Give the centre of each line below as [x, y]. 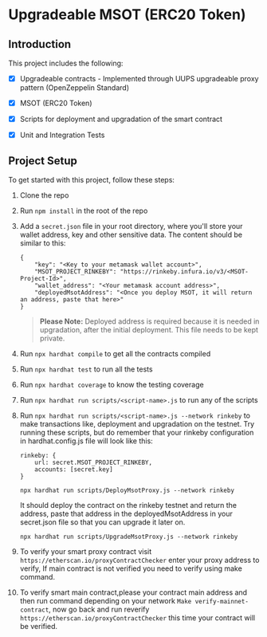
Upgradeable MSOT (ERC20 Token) [127, 15]
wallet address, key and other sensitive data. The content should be [131, 235]
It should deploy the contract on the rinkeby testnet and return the [128, 505]
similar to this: [43, 243]
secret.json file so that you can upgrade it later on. [102, 522]
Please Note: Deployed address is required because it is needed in [149, 321]
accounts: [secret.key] [74, 470]
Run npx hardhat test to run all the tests [86, 369]
